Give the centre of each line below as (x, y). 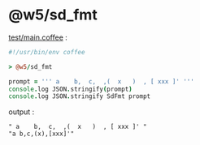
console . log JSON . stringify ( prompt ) (70, 89)
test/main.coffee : (38, 37)
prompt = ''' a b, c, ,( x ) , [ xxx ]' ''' (102, 81)
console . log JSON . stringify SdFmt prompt (80, 96)
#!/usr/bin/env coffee (47, 52)
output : (22, 112)
